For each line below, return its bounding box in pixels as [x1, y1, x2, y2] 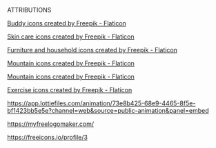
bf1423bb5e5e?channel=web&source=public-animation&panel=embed [7, 107, 209, 114]
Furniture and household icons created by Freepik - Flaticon [7, 46, 178, 54]
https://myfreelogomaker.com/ [7, 120, 95, 128]
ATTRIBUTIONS [7, 6, 52, 14]
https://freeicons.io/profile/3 [7, 134, 88, 141]
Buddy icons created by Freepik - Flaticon [7, 19, 126, 27]
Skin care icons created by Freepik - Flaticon [7, 32, 135, 41]
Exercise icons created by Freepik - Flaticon [7, 86, 132, 94]
